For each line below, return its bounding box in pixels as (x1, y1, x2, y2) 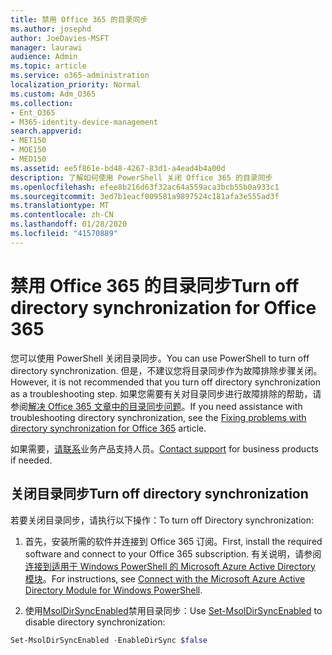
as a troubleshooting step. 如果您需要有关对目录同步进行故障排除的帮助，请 (10, 387, 322, 400)
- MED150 (10, 154, 47, 164)
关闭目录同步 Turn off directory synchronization (10, 486, 309, 503)
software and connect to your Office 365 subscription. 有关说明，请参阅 (24, 547, 322, 560)
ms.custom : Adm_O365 (10, 89, 97, 99)
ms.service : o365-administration (10, 71, 150, 81)
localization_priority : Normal (10, 80, 141, 90)
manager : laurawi (10, 42, 83, 53)
